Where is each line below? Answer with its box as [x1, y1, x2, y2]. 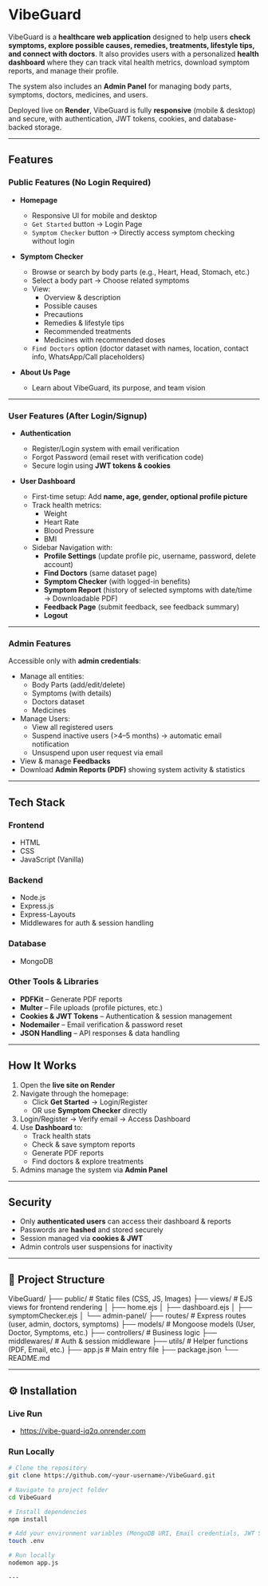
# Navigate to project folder [8, 1485, 109, 1494]
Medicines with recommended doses [43, 335, 166, 344]
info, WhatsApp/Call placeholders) [31, 351, 145, 361]
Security [8, 1195, 52, 1209]
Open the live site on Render [19, 1080, 116, 1089]
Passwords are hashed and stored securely [19, 1225, 164, 1235]
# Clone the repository [8, 1464, 88, 1473]
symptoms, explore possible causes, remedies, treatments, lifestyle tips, [8, 40, 255, 50]
